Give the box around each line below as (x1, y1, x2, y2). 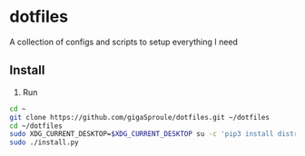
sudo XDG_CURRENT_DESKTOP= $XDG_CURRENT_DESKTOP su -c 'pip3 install (9, 130, 274, 139)
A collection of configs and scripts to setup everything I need (9, 36, 239, 47)
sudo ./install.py (9, 138, 79, 147)
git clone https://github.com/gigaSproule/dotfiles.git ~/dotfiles (9, 112, 271, 122)
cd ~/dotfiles (9, 121, 64, 131)
